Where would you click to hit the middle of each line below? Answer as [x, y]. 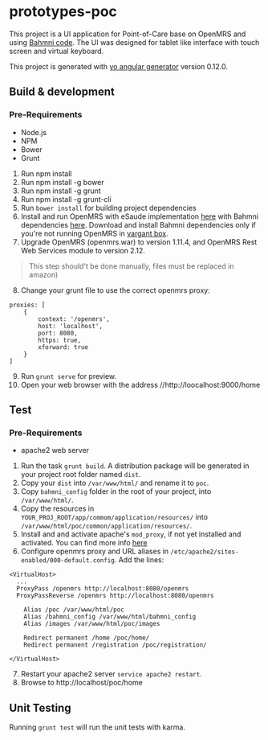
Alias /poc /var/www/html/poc [74, 610]
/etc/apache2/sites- [205, 552]
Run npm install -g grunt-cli [66, 199]
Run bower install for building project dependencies [108, 208]
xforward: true [63, 347]
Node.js [34, 132]
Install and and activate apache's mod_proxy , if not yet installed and [131, 534]
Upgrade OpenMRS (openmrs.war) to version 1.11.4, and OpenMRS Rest [139, 242]
